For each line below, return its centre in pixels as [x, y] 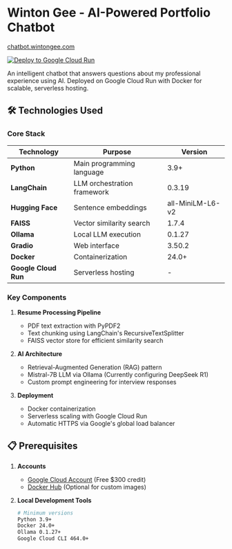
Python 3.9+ [34, 519]
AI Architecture [40, 353]
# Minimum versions [45, 513]
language [89, 172]
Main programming [105, 163]
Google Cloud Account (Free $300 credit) [87, 479]
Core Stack [26, 134]
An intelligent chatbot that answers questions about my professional [104, 73]
